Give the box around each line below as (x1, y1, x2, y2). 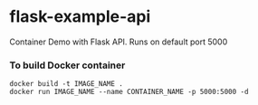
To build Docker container (9, 59, 126, 72)
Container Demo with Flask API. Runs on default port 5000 (9, 36, 228, 47)
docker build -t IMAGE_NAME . (9, 80, 124, 89)
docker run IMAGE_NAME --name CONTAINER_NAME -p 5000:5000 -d (9, 88, 249, 97)
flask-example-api (9, 6, 151, 27)
